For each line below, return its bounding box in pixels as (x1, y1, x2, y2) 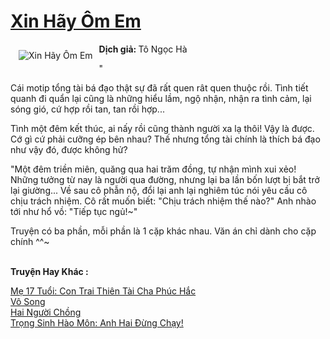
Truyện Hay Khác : (10, 265, 89, 277)
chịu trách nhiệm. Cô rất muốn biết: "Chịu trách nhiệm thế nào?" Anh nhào (10, 195, 317, 207)
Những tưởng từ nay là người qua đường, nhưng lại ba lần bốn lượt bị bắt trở (10, 173, 320, 185)
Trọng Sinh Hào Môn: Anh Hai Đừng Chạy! (10, 316, 184, 329)
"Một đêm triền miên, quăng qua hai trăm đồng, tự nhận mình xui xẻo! (10, 163, 297, 175)
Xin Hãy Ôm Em (10, 10, 142, 33)
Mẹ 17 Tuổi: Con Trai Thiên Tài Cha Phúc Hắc (10, 285, 197, 297)
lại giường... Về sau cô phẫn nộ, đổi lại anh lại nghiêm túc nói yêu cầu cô (10, 184, 308, 196)
